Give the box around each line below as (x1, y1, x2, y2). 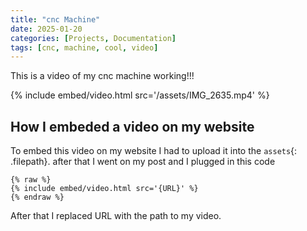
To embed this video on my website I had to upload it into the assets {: (10, 145, 298, 157)
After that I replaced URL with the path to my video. (10, 210, 222, 222)
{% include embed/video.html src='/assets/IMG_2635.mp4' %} (10, 89, 270, 101)
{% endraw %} (10, 192, 65, 203)
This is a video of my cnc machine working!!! (10, 70, 195, 82)
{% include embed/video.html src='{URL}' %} (10, 184, 199, 194)
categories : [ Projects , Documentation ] (10, 33, 177, 43)
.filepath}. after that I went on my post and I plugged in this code (10, 156, 276, 168)
